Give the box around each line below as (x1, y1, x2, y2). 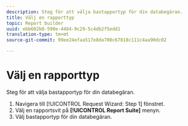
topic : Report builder (6, 20, 64, 26)
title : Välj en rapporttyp (6, 15, 75, 21)
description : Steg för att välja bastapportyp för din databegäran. (6, 8, 183, 15)
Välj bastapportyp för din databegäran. (15, 113, 112, 120)
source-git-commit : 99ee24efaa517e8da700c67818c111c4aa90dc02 (6, 37, 167, 43)
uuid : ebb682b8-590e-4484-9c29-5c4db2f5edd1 (6, 25, 121, 32)
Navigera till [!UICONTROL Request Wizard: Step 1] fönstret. (15, 100, 165, 107)
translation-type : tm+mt (6, 31, 69, 38)
